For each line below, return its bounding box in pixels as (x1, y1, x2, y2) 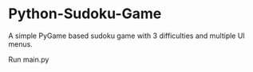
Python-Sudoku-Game (8, 5, 162, 23)
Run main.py (8, 55, 49, 64)
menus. (8, 39, 34, 48)
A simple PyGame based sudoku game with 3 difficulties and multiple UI (8, 31, 245, 40)
